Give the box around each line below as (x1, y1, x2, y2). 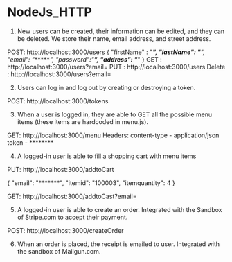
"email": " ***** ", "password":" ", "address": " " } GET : (7, 55, 163, 63)
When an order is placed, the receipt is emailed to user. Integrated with (17, 240, 220, 248)
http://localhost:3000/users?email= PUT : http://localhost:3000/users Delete (7, 62, 226, 71)
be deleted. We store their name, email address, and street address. (17, 34, 211, 42)
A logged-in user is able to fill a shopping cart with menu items (17, 152, 197, 160)
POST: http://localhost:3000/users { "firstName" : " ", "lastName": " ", (7, 48, 206, 56)
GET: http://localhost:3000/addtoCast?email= (7, 192, 137, 200)
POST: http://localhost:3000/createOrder (7, 226, 124, 234)
